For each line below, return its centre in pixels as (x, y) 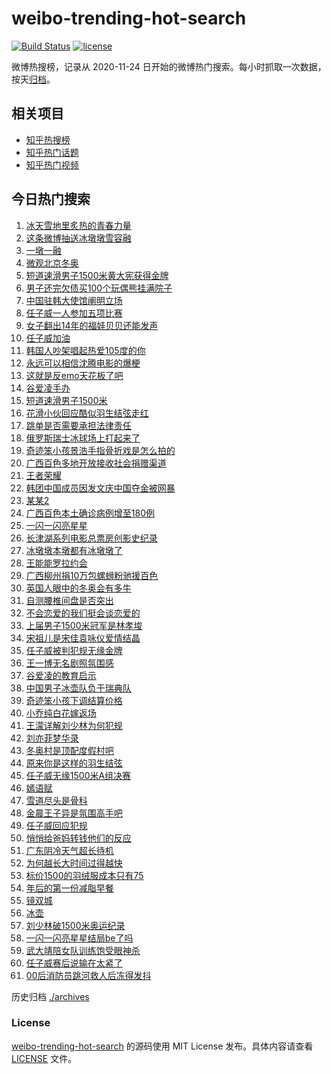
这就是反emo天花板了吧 (74, 375)
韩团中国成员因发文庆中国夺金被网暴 (100, 488)
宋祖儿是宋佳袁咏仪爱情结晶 (83, 638)
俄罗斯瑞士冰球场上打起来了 (83, 438)
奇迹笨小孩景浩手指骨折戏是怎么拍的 (100, 450)
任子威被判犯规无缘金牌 (74, 650)
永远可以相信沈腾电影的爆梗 (83, 363)
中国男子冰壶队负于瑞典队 (78, 688)
